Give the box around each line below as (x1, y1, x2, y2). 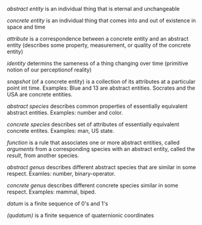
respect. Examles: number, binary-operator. (7, 170, 116, 177)
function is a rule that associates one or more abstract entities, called (7, 139, 180, 146)
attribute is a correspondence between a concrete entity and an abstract (7, 35, 189, 42)
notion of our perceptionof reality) (7, 66, 92, 73)
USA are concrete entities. (7, 91, 73, 98)
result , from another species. (7, 152, 79, 159)
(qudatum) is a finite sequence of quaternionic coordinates (7, 212, 154, 219)
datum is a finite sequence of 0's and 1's (7, 200, 109, 207)
